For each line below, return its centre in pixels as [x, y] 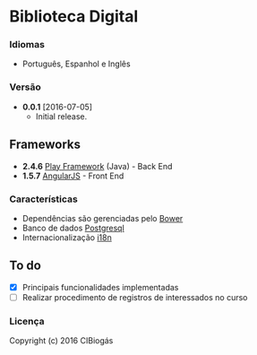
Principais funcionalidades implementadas [100, 287]
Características [43, 199]
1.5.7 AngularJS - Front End [73, 176]
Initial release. [61, 116]
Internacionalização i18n [67, 237]
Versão [26, 87]
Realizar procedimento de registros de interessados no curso [135, 297]
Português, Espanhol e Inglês [77, 64]
